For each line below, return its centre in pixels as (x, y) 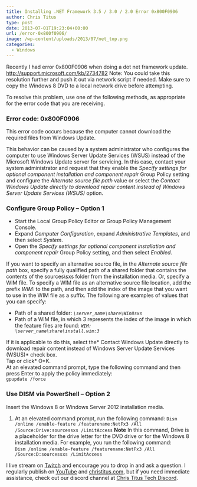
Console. (26, 227)
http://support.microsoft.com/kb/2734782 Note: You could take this (88, 73)
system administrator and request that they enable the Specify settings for (96, 168)
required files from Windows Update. (51, 138)
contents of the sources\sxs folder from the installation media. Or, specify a (98, 277)
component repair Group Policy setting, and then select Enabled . (93, 253)
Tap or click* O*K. (29, 361)
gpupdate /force (26, 379)
